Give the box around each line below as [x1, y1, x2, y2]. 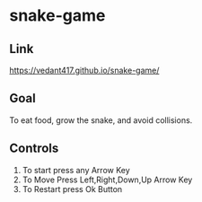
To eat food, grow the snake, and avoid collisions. [9, 114, 193, 126]
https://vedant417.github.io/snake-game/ [9, 65, 160, 75]
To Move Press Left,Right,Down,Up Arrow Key [22, 174, 193, 185]
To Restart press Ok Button [22, 183, 123, 194]
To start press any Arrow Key [22, 164, 130, 175]
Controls [9, 141, 59, 156]
